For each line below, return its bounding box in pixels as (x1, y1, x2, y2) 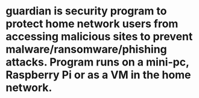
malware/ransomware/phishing (5, 43, 167, 57)
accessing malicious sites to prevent (5, 30, 193, 43)
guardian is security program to (5, 4, 167, 18)
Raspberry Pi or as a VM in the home (5, 68, 191, 82)
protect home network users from (5, 17, 178, 31)
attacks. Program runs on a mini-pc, (5, 55, 189, 69)
